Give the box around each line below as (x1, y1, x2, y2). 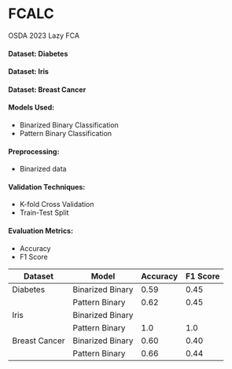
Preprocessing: (8, 146, 60, 156)
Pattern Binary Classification (19, 128, 112, 138)
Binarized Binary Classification (19, 120, 120, 130)
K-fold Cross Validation (19, 200, 94, 209)
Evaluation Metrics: (8, 226, 73, 235)
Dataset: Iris (8, 67, 50, 76)
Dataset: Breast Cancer (8, 84, 87, 94)
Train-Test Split (19, 208, 69, 217)
